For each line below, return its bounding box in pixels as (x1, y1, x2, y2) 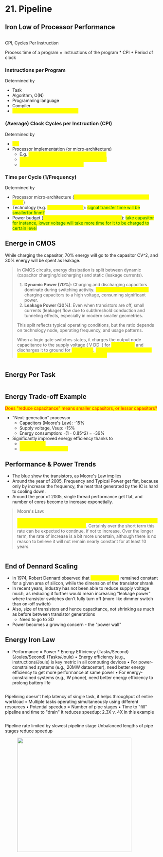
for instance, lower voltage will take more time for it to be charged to (12, 220, 149, 226)
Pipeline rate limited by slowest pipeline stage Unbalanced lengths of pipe (5, 722, 153, 728)
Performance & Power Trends (5, 460, 96, 468)
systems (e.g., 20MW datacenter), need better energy (37, 664, 145, 670)
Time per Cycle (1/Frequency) (5, 174, 77, 180)
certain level (12, 225, 37, 231)
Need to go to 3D (19, 616, 54, 622)
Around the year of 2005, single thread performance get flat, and (12, 494, 143, 500)
